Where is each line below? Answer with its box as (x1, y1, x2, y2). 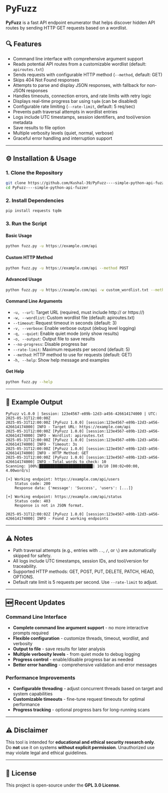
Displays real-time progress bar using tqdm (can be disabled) (12, 98, 138, 104)
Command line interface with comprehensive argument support (12, 55, 144, 61)
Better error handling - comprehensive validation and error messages (12, 662, 157, 668)
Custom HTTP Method (5, 254, 53, 260)
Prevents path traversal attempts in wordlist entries (12, 108, 118, 115)
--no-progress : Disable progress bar (12, 341, 88, 347)
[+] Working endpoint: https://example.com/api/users (5, 477, 120, 482)
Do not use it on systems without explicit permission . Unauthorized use (5, 745, 155, 751)
